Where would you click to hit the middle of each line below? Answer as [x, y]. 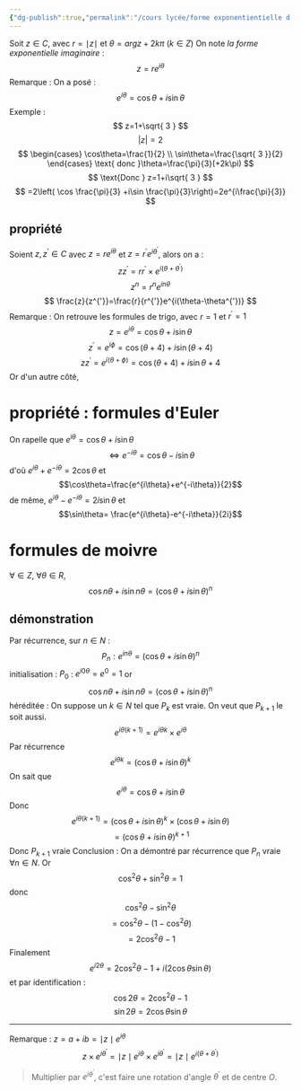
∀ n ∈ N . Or [30, 862]
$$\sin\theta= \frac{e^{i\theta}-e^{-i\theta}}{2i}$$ [150, 514]
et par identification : [48, 982]
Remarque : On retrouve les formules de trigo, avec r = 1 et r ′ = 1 [128, 315]
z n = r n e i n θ [150, 286]
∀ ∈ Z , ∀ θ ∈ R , [38, 575]
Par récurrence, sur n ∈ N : [60, 641]
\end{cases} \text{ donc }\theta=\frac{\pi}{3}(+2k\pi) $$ [150, 163]
